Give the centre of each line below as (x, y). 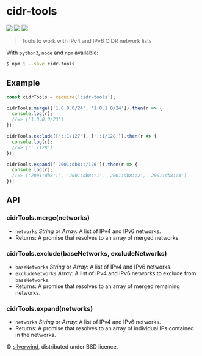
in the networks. (35, 335)
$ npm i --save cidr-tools (41, 64)
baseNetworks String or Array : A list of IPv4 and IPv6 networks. (93, 267)
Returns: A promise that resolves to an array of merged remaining (97, 286)
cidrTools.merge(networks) (48, 218)
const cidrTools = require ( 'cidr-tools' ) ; (61, 97)
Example (23, 83)
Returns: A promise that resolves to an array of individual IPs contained (104, 328)
